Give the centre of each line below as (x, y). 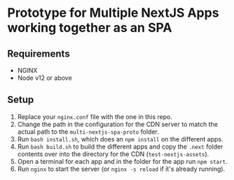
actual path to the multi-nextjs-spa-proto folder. (88, 132)
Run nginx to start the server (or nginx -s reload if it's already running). (121, 169)
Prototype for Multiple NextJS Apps (113, 13)
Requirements (39, 54)
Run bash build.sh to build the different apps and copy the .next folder (120, 146)
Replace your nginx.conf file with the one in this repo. (95, 116)
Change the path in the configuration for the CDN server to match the (118, 124)
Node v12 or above (44, 78)
